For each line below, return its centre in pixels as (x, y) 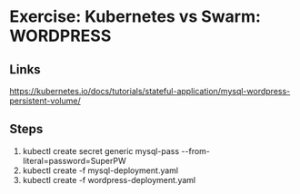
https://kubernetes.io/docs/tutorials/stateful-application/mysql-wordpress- (150, 91)
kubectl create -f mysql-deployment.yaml (100, 170)
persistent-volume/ (45, 101)
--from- (196, 150)
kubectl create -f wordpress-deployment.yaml (109, 179)
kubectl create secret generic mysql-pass (101, 150)
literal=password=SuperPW (75, 160)
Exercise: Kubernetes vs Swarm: (135, 17)
